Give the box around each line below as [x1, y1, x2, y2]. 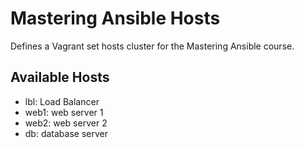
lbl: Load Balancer [24, 95, 100, 107]
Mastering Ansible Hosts [10, 7, 221, 30]
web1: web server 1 [24, 106, 104, 118]
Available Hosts [10, 69, 110, 86]
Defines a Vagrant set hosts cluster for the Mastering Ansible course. [10, 40, 295, 52]
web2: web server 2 [24, 117, 108, 129]
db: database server [24, 127, 108, 139]
